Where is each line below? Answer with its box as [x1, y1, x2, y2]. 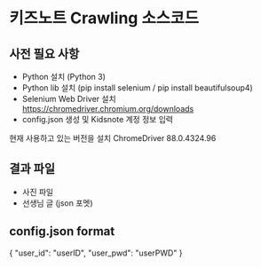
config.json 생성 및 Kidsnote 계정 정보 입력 [21, 114, 173, 124]
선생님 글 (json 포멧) [21, 197, 93, 208]
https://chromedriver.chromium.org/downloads [21, 104, 194, 114]
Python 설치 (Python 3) [21, 72, 107, 82]
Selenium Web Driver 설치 [21, 94, 117, 104]
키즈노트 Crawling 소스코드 [9, 8, 200, 28]
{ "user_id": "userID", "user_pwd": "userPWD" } [9, 247, 184, 258]
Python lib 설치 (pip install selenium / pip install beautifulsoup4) [21, 82, 253, 93]
